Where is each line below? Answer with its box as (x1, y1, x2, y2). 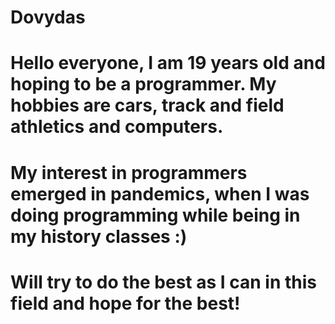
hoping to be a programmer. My (10, 73, 277, 96)
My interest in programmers (10, 161, 248, 184)
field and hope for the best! (10, 292, 241, 315)
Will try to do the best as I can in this (10, 271, 318, 293)
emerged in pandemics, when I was (10, 182, 310, 205)
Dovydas (10, 6, 86, 29)
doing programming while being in (10, 204, 301, 226)
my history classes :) (10, 225, 188, 248)
